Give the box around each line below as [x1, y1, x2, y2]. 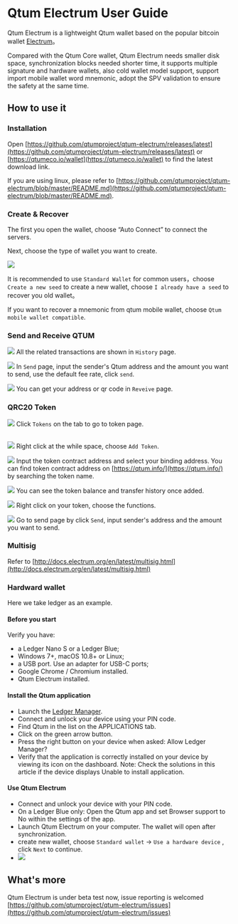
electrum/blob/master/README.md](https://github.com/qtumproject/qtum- [7, 184, 227, 192]
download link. [7, 162, 50, 171]
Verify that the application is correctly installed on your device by [17, 752, 208, 761]
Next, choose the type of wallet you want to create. [7, 246, 158, 255]
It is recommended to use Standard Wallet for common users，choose [7, 274, 215, 283]
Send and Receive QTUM [7, 330, 95, 340]
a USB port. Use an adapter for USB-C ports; [17, 660, 149, 668]
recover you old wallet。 [7, 290, 79, 300]
